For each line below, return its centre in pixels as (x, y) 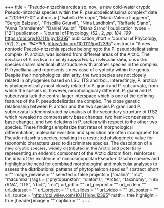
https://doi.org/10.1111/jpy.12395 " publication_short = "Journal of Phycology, (81, 38)
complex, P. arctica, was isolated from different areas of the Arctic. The (77, 54)
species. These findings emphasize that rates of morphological (69, 127)
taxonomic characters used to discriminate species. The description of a (79, 143)
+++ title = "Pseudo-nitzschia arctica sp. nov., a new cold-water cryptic (78, 7)
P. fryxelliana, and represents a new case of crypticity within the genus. (78, 70)
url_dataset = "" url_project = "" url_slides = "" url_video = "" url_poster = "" (82, 190)
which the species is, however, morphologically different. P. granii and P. (79, 91)
